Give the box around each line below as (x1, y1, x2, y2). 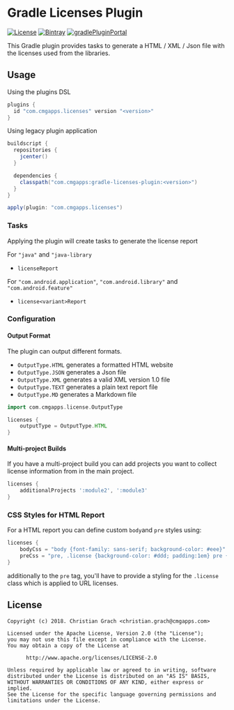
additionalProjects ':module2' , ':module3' (19, 487, 148, 494)
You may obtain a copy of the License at (7, 642, 130, 649)
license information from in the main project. (7, 467, 134, 476)
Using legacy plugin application (7, 127, 97, 135)
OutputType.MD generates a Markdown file (17, 390, 137, 398)
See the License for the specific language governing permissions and (7, 690, 217, 698)
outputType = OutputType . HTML (19, 423, 108, 430)
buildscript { (7, 140, 49, 147)
